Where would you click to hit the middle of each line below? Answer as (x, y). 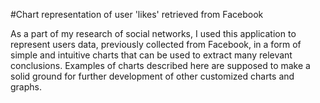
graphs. (26, 87)
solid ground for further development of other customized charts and (152, 76)
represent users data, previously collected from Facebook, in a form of (156, 44)
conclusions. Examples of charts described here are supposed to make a (160, 65)
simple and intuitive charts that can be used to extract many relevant (151, 55)
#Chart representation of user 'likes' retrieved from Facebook (137, 14)
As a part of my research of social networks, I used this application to (153, 33)
